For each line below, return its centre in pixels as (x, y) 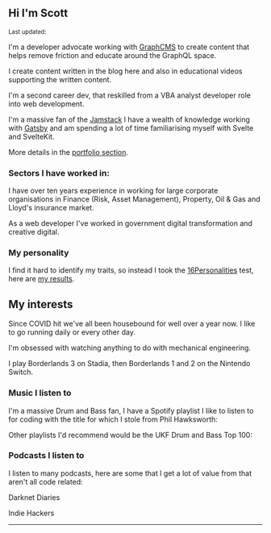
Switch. (21, 372)
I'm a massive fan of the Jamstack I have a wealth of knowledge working (129, 119)
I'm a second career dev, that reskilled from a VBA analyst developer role (130, 95)
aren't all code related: (46, 481)
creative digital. (34, 232)
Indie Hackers (31, 513)
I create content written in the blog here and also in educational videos (125, 71)
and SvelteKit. (31, 136)
